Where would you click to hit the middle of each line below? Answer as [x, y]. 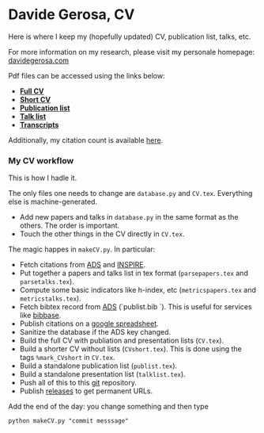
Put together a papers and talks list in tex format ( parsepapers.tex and [134, 273]
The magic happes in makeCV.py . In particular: [82, 249]
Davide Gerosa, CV [72, 15]
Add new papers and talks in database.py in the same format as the [129, 217]
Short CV [35, 99]
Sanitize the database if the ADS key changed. [95, 332]
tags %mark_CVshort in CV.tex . [67, 358]
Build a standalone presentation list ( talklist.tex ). [102, 374]
